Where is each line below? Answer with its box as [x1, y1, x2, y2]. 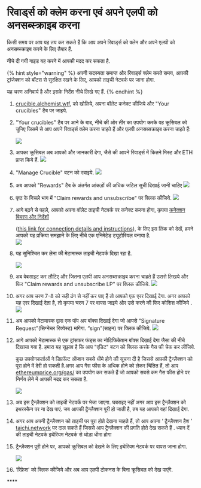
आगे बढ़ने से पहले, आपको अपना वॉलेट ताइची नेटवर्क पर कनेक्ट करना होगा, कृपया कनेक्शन [15, 206, 185, 213]
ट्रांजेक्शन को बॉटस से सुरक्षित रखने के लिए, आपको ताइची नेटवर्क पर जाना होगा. [7, 76, 156, 83]
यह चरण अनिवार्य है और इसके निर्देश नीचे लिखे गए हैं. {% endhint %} [7, 88, 143, 95]
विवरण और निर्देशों [15, 213, 50, 220]
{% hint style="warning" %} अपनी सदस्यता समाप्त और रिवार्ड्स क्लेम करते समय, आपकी [7, 69, 188, 77]
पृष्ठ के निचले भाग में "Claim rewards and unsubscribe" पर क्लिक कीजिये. [15, 194, 172, 201]
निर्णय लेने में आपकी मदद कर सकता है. [15, 375, 88, 383]
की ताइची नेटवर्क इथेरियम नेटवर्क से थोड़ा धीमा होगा [15, 431, 112, 438]
